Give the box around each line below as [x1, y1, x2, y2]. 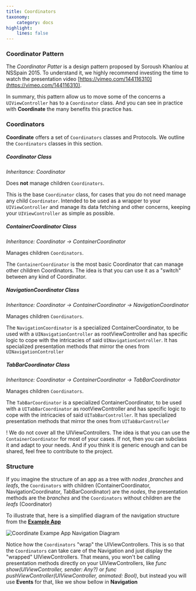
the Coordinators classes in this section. [6, 140, 103, 147]
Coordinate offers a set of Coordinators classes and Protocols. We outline [6, 133, 185, 141]
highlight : [6, 25, 33, 31]
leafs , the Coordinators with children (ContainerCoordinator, [6, 482, 151, 489]
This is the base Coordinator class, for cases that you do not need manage [6, 191, 186, 198]
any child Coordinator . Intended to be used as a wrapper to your [6, 197, 161, 204]
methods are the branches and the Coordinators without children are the [6, 494, 181, 501]
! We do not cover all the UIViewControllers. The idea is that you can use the [6, 429, 190, 436]
